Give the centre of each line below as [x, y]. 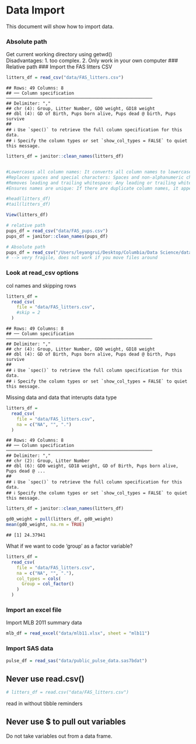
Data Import [36, 10]
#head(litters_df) [28, 199]
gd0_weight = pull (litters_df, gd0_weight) [60, 519]
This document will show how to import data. [60, 26]
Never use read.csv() [45, 679]
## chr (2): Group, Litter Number [48, 461]
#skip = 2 [29, 313]
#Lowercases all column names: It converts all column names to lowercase [99, 172]
